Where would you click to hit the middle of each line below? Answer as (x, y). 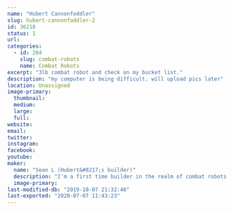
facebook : (22, 150)
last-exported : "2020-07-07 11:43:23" (64, 196)
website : (20, 124)
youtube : (20, 157)
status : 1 (22, 33)
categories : (24, 46)
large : (23, 111)
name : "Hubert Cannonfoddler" (51, 14)
